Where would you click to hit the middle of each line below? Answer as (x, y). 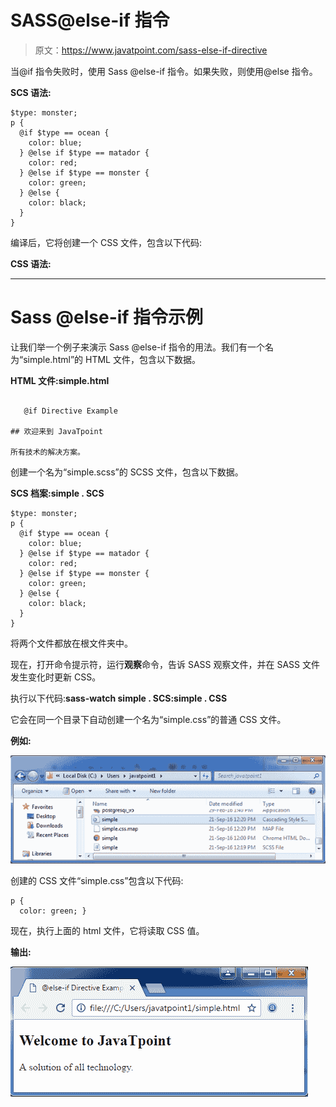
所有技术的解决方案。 (47, 452)
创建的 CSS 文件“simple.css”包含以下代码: (97, 881)
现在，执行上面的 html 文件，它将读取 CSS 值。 (107, 931)
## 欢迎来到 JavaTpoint (56, 431)
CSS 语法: (31, 263)
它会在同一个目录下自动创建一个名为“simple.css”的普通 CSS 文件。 (148, 719)
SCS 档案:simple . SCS (57, 493)
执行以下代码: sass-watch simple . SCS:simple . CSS (119, 698)
